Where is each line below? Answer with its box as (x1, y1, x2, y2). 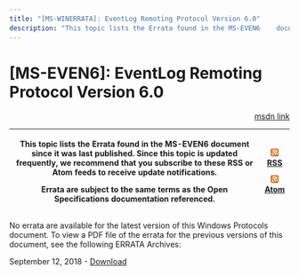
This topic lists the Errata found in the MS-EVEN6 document (19, 138, 250, 149)
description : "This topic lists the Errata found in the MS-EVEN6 (9, 23, 261, 33)
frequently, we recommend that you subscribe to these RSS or (16, 157, 254, 168)
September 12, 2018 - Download (9, 256, 127, 267)
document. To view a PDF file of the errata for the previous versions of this (9, 230, 283, 240)
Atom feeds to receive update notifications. (52, 167, 218, 177)
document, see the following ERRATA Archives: (9, 240, 182, 250)
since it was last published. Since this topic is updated (30, 147, 238, 159)
